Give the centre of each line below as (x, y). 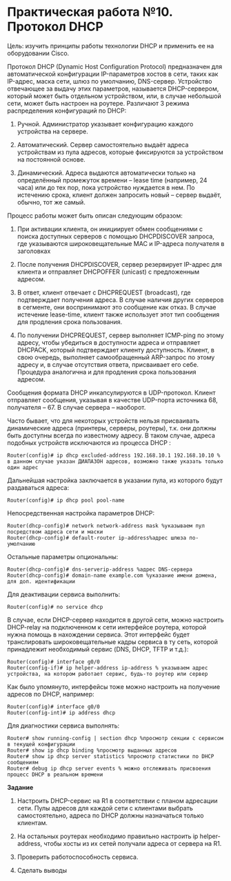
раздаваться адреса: (38, 487)
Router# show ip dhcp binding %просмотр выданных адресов (92, 750)
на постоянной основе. (51, 159)
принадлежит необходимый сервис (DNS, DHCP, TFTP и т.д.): (98, 649)
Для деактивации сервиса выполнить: (64, 594)
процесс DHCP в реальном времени (55, 775)
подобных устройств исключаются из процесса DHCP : (89, 442)
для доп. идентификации (41, 581)
